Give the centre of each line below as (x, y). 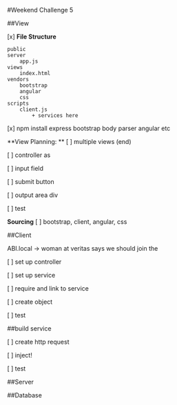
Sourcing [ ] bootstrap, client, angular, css (67, 222)
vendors (18, 79)
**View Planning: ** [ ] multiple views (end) (70, 142)
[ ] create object (30, 302)
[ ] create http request (38, 342)
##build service (29, 329)
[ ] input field (25, 168)
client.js (34, 110)
